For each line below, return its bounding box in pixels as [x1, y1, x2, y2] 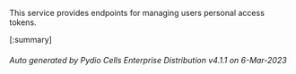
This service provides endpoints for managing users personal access [9, 8, 265, 18]
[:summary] [9, 35, 52, 45]
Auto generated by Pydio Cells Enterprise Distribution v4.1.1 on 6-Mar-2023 [9, 54, 287, 65]
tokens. [9, 17, 38, 28]
